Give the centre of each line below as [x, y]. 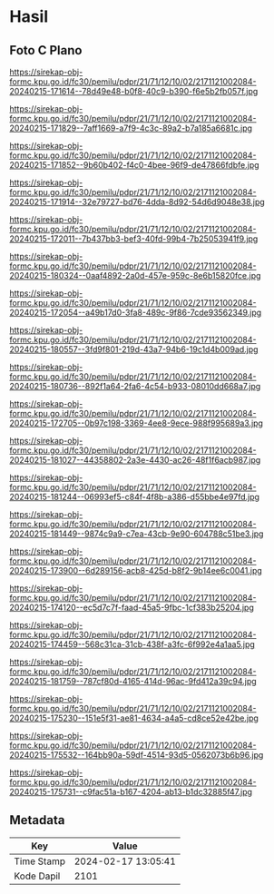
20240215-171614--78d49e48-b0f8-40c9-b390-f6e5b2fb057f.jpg [134, 91]
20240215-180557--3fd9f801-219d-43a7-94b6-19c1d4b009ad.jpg [134, 349]
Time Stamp [40, 861]
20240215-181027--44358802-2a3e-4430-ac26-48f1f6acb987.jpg [135, 460]
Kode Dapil [37, 876]
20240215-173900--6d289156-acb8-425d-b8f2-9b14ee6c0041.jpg [136, 570]
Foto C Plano [46, 50]
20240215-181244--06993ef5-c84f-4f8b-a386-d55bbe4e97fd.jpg [135, 497]
